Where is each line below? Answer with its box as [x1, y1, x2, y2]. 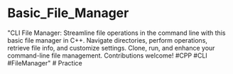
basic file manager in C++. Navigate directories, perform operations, [7, 36, 208, 44]
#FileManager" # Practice [7, 58, 83, 67]
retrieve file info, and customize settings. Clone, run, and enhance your [7, 43, 215, 52]
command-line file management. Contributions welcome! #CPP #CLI [7, 51, 207, 60]
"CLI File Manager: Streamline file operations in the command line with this [7, 28, 226, 37]
